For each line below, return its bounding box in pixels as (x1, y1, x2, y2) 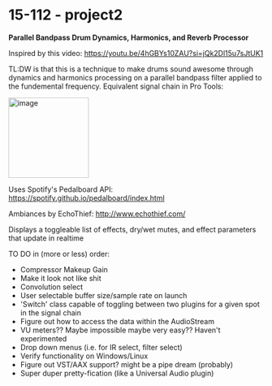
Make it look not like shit (19, 273, 101, 283)
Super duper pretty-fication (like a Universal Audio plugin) (19, 368, 214, 378)
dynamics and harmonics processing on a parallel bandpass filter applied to (8, 72, 262, 82)
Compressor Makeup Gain (19, 264, 108, 274)
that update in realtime (8, 233, 84, 243)
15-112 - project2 (8, 6, 123, 24)
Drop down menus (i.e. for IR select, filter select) (19, 342, 183, 352)
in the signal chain (19, 307, 81, 318)
